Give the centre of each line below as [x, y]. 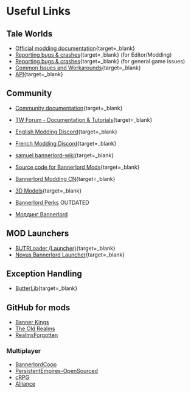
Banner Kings [32, 322]
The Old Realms [35, 329]
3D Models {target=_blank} [48, 191]
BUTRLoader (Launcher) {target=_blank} [65, 248]
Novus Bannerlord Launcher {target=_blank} [70, 255]
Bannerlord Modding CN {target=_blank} [65, 179]
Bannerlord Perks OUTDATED [52, 202]
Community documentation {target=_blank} [69, 108]
